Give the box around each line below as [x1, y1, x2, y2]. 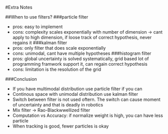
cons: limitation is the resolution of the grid [12, 66, 102, 72]
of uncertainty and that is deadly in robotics [12, 102, 103, 107]
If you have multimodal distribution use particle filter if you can [12, 86, 142, 92]
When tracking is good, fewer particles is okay [12, 123, 109, 129]
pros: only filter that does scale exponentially [12, 45, 106, 51]
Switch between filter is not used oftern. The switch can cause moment [12, 96, 161, 102]
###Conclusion [5, 76, 37, 82]
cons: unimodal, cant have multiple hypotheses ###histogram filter [12, 50, 152, 56]
